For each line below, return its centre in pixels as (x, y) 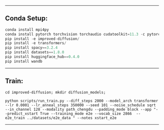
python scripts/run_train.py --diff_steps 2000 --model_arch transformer (82, 101)
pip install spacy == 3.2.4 (31, 48)
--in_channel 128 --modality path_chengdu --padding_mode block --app (78, 109)
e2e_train (15, 118)
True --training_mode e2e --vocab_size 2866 (86, 113)
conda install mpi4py (27, 30)
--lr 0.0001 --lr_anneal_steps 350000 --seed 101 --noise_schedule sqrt (81, 105)
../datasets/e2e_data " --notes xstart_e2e (72, 118)
